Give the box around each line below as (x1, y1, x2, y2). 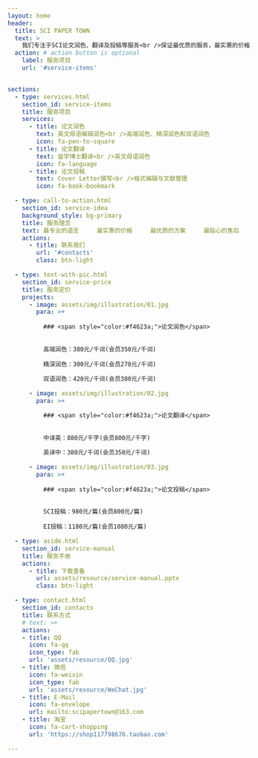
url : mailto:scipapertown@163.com (28, 708, 145, 716)
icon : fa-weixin (28, 671, 83, 679)
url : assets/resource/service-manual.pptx (36, 575, 180, 583)
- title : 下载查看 (28, 566, 85, 575)
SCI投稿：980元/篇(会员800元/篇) (42, 508, 144, 516)
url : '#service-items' (22, 64, 97, 72)
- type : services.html (14, 93, 90, 101)
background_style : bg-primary (22, 212, 123, 220)
